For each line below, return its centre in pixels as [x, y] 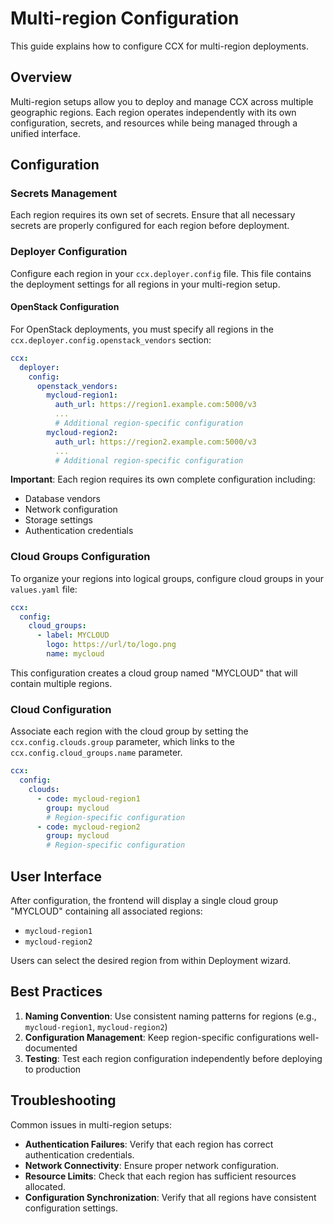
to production [53, 1069]
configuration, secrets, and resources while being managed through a [154, 123]
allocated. [45, 1186]
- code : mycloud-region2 [88, 827]
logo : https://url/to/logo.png [111, 645]
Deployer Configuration [69, 252]
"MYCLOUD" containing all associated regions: [106, 911]
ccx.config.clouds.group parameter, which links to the [122, 742]
